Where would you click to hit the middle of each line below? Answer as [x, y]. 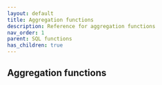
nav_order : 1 [26, 33]
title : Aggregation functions [51, 20]
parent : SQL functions [40, 39]
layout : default [30, 13]
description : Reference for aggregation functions [81, 26]
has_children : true [35, 45]
